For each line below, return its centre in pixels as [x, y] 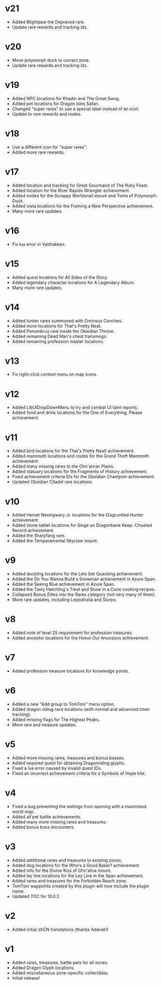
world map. [23, 812]
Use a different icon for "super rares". [49, 147]
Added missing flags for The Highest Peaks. [56, 719]
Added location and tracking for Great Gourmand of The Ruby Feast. [80, 185]
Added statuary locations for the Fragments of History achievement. [80, 471]
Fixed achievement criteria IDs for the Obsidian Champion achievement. [84, 477]
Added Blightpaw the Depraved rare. [48, 22]
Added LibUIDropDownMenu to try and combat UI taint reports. [75, 407]
